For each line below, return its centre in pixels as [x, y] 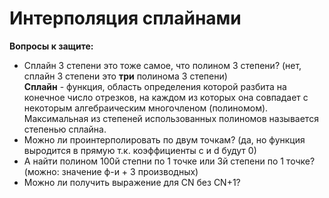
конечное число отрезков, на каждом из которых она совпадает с [166, 97]
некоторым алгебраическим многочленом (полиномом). [146, 108]
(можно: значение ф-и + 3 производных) [111, 171]
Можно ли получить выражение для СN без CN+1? [132, 182]
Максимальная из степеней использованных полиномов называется [171, 118]
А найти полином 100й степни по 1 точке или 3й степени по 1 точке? [169, 161]
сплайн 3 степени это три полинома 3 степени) [125, 76]
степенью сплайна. [65, 129]
